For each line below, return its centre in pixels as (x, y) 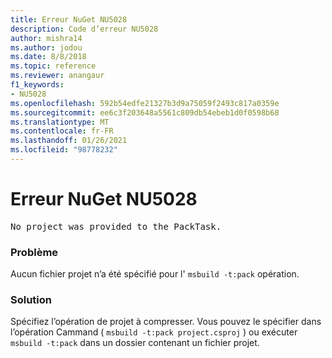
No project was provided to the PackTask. (116, 226)
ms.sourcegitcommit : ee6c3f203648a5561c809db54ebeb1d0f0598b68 (145, 112)
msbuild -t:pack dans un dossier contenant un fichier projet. (135, 343)
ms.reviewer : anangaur (57, 76)
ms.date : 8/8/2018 (48, 57)
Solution (31, 300)
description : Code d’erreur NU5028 (84, 29)
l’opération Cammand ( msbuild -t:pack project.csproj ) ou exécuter (154, 332)
